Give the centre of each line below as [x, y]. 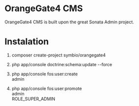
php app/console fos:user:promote [47, 88]
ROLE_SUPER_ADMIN [34, 99]
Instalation [27, 42]
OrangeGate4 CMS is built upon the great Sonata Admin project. [69, 22]
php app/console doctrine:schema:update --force [62, 64]
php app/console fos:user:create [45, 74]
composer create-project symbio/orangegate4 [59, 55]
